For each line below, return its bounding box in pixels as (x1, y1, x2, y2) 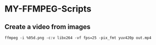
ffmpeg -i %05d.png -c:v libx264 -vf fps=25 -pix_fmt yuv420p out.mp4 (4, 35, 152, 40)
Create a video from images (4, 23, 91, 31)
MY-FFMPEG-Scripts (4, 3, 91, 15)
